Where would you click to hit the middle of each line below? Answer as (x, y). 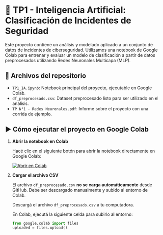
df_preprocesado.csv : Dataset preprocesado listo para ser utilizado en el (85, 98)
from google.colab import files (45, 223)
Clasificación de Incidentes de (68, 20)
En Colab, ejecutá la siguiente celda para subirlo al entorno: (72, 214)
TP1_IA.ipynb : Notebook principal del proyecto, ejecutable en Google (82, 88)
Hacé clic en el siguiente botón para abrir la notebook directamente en (83, 151)
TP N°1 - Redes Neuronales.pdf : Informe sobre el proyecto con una (80, 108)
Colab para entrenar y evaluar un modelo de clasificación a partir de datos (80, 55)
